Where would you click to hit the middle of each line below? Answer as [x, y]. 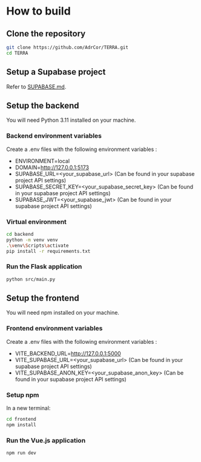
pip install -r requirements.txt [48, 251]
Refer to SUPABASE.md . [36, 87]
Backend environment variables [54, 136]
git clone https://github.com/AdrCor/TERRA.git [68, 47]
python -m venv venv [32, 240]
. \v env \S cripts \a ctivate [38, 246]
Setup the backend [43, 105]
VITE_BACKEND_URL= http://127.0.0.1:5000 [68, 353]
